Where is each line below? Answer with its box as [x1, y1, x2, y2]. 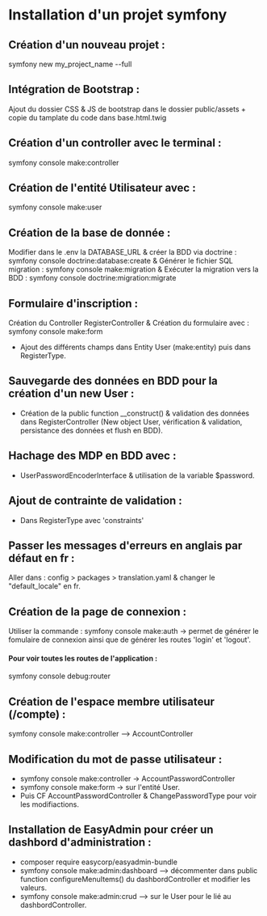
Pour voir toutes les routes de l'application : [8, 653, 158, 663]
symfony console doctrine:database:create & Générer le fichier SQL [8, 256, 234, 266]
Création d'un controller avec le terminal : [8, 136, 222, 150]
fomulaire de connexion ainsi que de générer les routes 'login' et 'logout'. [8, 635, 252, 644]
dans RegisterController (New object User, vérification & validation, [19, 416, 243, 426]
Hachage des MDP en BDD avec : [8, 449, 177, 462]
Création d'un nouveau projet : [8, 38, 165, 52]
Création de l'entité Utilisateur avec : [8, 181, 196, 195]
